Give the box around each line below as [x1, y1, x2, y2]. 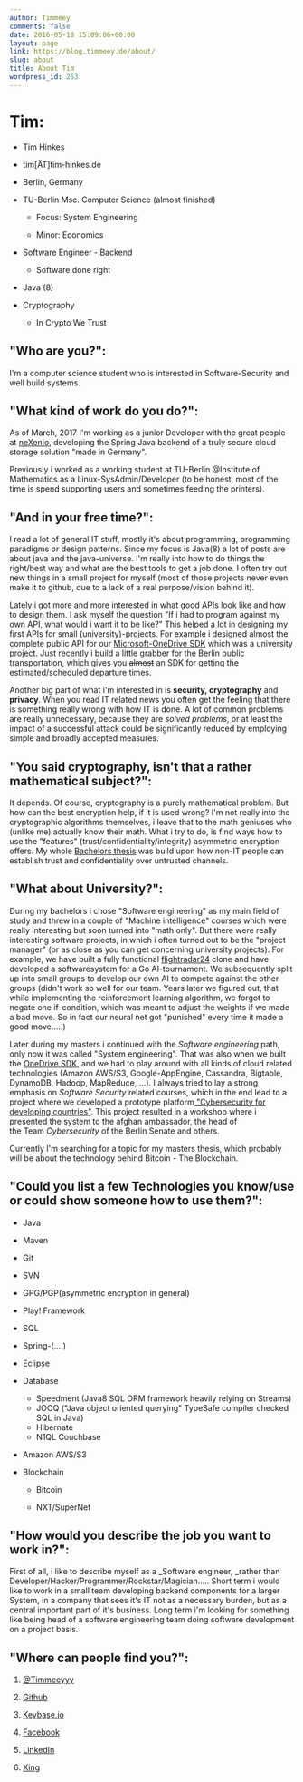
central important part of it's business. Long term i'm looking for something [9, 1604, 289, 1615]
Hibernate [35, 1421, 74, 1433]
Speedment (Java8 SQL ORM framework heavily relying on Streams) [35, 1393, 292, 1404]
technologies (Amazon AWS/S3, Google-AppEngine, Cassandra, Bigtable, [9, 1067, 283, 1078]
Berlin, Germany [22, 176, 83, 187]
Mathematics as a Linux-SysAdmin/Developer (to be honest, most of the [9, 473, 279, 485]
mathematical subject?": [9, 773, 152, 789]
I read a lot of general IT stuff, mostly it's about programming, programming [9, 534, 291, 545]
